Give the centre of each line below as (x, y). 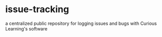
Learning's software (26, 28)
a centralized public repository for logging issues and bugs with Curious (81, 23)
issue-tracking (37, 9)
